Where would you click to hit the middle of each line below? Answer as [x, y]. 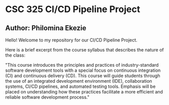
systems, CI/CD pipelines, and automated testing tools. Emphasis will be [80, 86]
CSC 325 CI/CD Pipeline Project [73, 9]
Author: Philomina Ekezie [46, 28]
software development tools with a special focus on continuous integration [83, 70]
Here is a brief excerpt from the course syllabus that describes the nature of [85, 50]
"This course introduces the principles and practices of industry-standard [82, 65]
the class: [15, 55]
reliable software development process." [47, 97]
